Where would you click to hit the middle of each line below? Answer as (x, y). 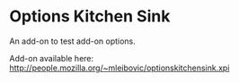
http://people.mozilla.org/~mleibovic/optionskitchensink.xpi (119, 68)
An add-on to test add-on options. (73, 41)
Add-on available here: (52, 58)
